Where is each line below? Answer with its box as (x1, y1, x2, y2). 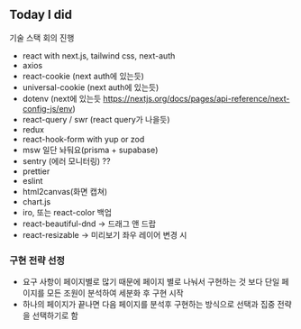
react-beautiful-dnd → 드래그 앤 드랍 (22, 218, 156, 229)
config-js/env (22, 103, 73, 114)
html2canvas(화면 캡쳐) (22, 186, 108, 196)
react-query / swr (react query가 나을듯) (22, 114, 170, 124)
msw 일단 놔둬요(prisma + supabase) (22, 144, 159, 155)
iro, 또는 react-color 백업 (22, 206, 113, 217)
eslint (22, 175, 43, 186)
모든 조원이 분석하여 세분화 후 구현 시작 (46, 288, 184, 298)
